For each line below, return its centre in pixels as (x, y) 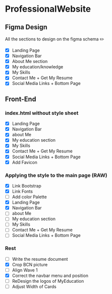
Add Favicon (25, 162)
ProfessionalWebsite (48, 9)
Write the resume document (40, 259)
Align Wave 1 (25, 270)
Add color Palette (29, 197)
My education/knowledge (38, 67)
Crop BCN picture (30, 264)
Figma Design (26, 27)
